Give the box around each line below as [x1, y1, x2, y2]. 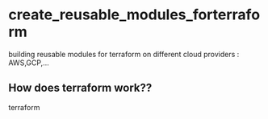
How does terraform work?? [8, 81, 153, 95]
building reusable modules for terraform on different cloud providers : [8, 49, 240, 59]
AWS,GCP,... [8, 58, 50, 68]
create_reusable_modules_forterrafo [8, 6, 261, 24]
